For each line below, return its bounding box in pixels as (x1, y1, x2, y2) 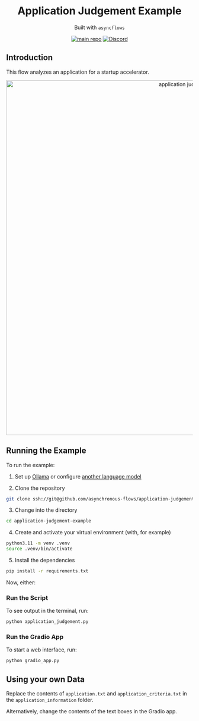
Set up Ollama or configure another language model (14, 473, 142, 480)
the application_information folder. (6, 697, 94, 704)
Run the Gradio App (6, 633, 64, 641)
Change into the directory (14, 506, 78, 514)
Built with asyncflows (73, 24, 126, 31)
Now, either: (6, 578, 36, 586)
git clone (6, 496, 31, 502)
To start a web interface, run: (6, 646, 77, 653)
